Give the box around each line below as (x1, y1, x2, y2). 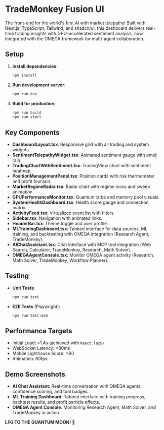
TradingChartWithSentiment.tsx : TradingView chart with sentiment (12, 163, 151, 169)
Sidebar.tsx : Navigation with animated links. (12, 215, 103, 221)
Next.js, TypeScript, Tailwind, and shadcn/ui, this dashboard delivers (5, 25, 145, 31)
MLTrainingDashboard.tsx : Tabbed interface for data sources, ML (12, 226, 148, 232)
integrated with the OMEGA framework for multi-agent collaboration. (5, 36, 145, 42)
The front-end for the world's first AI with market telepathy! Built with (5, 20, 146, 26)
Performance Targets (5, 327, 73, 335)
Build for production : (12, 100, 56, 106)
